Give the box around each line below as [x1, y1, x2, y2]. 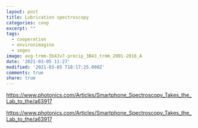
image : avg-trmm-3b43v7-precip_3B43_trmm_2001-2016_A [6, 53, 143, 59]
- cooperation [11, 36, 46, 42]
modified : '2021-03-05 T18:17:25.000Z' [6, 64, 105, 70]
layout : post [6, 8, 39, 15]
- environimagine [11, 42, 55, 48]
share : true [6, 75, 36, 81]
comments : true [6, 70, 44, 76]
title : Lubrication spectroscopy [6, 14, 89, 20]
